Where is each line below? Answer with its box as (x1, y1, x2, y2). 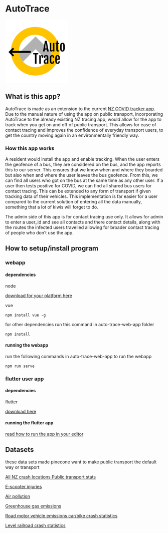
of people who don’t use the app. (5, 230, 74, 236)
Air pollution (5, 493, 30, 499)
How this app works (5, 145, 55, 152)
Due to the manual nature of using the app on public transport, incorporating (5, 111, 163, 117)
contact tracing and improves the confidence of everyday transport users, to (5, 127, 163, 133)
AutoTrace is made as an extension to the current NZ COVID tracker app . (5, 106, 155, 112)
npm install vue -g (5, 313, 46, 318)
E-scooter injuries (5, 483, 42, 489)
